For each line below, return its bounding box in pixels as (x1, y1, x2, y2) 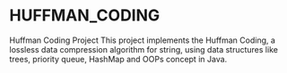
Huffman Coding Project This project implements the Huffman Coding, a (9, 35, 276, 45)
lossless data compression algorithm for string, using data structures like (9, 44, 278, 54)
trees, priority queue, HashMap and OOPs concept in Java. (9, 53, 228, 64)
